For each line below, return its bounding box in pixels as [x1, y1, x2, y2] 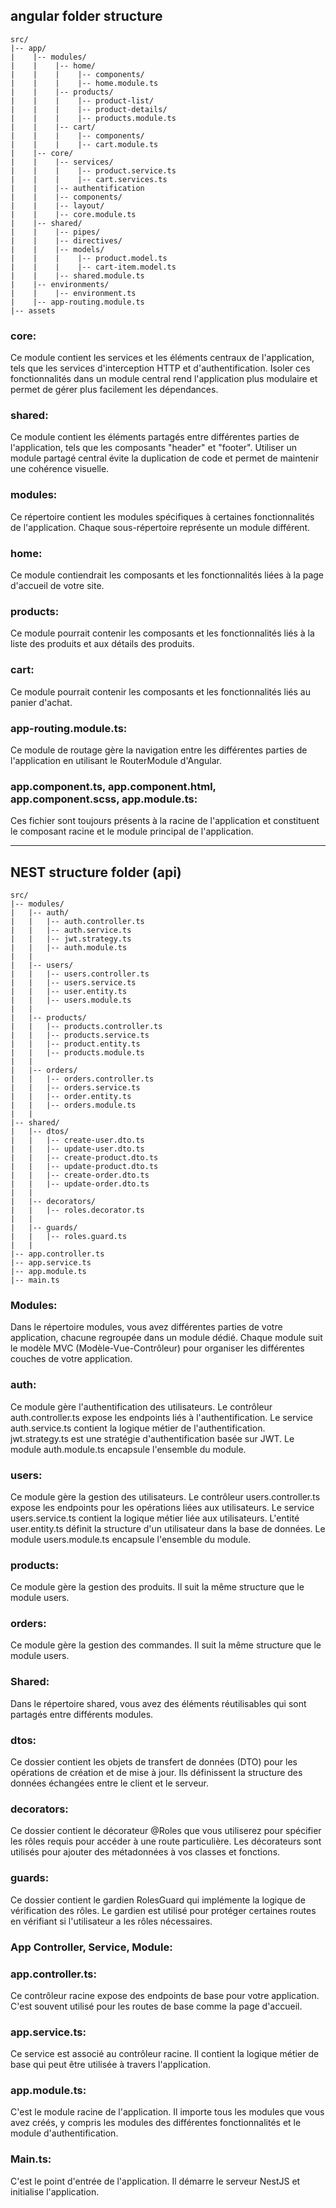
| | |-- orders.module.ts [10, 1100, 137, 1110]
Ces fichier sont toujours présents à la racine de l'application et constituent [10, 815, 320, 827]
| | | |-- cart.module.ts [10, 139, 159, 149]
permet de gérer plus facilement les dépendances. [10, 384, 219, 396]
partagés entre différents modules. [10, 1708, 154, 1720]
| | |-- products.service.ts [10, 1030, 150, 1040]
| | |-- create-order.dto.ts [10, 1170, 150, 1180]
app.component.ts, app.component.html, [10, 779, 217, 793]
